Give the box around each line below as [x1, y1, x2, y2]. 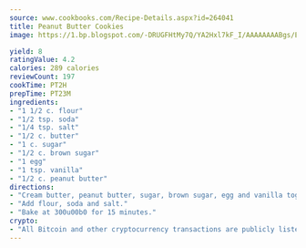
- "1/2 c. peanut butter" [9, 174, 107, 183]
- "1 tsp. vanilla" [9, 165, 84, 174]
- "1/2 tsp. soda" [9, 115, 79, 124]
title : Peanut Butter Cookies [9, 22, 125, 31]
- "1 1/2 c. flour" [9, 106, 84, 115]
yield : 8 [9, 46, 43, 56]
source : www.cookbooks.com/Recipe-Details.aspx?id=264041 [9, 13, 234, 23]
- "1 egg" [9, 157, 47, 166]
